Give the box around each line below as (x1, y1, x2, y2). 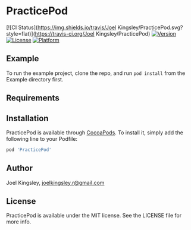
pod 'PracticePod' (6, 147, 52, 153)
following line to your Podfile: (6, 135, 78, 142)
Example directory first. (6, 75, 64, 83)
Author (6, 163, 33, 174)
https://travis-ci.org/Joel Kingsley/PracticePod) (35, 30, 151, 37)
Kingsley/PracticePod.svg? (117, 24, 183, 31)
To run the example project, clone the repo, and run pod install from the (6, 70, 186, 77)
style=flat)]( (6, 30, 36, 37)
